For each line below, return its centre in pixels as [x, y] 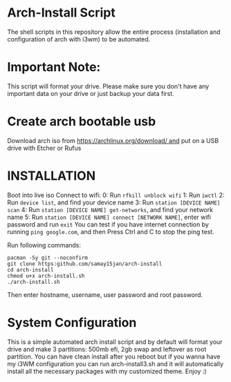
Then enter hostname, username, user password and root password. [105, 294]
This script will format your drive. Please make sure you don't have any [108, 86]
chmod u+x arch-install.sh [46, 276]
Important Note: [54, 67]
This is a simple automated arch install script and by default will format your [115, 342]
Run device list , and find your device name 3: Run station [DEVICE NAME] [114, 202]
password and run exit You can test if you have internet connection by [108, 224]
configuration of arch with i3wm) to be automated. [79, 39]
